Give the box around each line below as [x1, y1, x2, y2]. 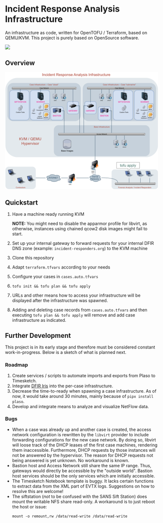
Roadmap [5, 362, 28, 368]
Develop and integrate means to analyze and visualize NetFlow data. [12, 403, 149, 409]
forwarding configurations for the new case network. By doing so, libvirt [12, 437, 156, 443]
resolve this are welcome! [12, 488, 64, 494]
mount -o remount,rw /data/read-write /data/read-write [12, 514, 128, 519]
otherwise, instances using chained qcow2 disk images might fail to [12, 226, 148, 232]
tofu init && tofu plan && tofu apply [12, 284, 91, 289]
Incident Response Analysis [5, 3, 120, 15]
